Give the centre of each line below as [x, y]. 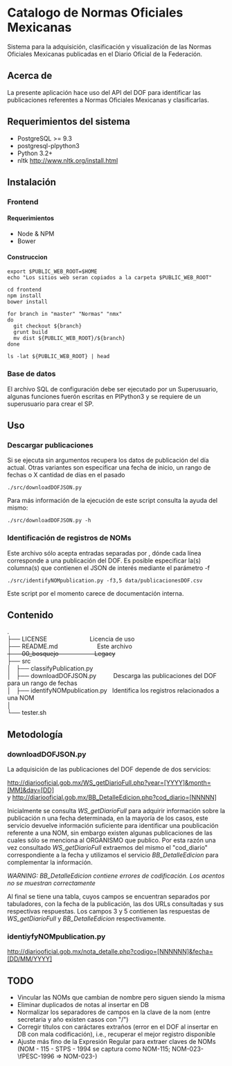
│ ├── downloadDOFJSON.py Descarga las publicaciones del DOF [112, 676]
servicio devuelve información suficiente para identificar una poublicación [113, 826]
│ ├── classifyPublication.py [50, 668]
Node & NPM [36, 234]
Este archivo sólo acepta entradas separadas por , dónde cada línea [104, 553]
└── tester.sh [27, 713]
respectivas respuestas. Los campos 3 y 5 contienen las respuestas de [108, 912]
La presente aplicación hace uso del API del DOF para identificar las [104, 92]
